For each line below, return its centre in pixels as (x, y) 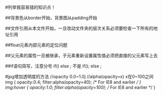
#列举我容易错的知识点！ (30, 7)
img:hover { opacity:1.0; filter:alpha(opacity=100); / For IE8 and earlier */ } (80, 87)
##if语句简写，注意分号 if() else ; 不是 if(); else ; (54, 66)
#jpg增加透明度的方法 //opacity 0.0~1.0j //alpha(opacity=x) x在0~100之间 (80, 76)
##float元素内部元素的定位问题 (36, 45)
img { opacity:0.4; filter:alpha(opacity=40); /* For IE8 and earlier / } (73, 82)
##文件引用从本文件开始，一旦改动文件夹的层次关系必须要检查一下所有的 (79, 28)
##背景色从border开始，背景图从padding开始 (51, 18)
